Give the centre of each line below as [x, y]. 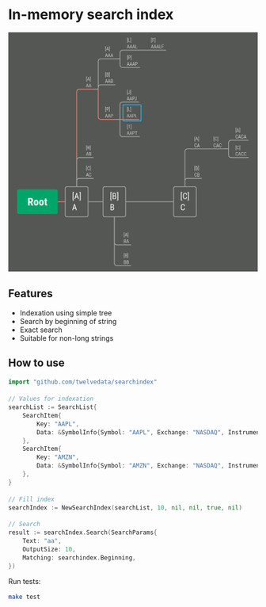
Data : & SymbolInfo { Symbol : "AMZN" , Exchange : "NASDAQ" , [131, 466]
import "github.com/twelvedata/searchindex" [83, 382]
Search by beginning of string [68, 321]
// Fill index [32, 499]
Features [30, 294]
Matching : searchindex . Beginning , [79, 557]
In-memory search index [91, 15]
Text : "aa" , [42, 541]
